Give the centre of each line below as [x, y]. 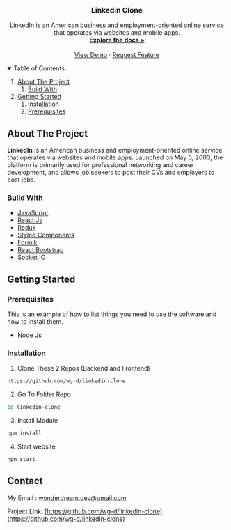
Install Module [37, 421]
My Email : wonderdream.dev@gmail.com [67, 498]
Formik [27, 242]
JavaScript [33, 213]
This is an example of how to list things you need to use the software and [112, 314]
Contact [25, 481]
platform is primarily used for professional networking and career [101, 165]
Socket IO [31, 257]
